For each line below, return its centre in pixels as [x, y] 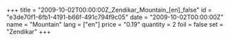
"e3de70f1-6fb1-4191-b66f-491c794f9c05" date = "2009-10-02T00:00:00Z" [115, 17]
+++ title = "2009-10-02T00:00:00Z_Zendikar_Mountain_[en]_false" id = [109, 10]
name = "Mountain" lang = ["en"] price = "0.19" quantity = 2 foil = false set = [115, 24]
